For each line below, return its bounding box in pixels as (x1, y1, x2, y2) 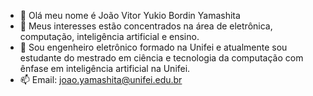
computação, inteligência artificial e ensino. (19, 31, 200, 42)
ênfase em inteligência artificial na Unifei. (19, 63, 191, 74)
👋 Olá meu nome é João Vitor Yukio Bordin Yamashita (19, 10, 241, 21)
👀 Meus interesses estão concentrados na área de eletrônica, (19, 20, 273, 32)
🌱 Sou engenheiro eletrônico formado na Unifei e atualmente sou (19, 41, 288, 53)
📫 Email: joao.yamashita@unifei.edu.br (19, 74, 183, 85)
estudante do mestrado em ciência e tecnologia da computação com (19, 52, 304, 64)
